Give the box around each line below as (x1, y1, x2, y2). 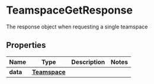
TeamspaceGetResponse (6, 4, 133, 17)
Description (71, 57, 105, 66)
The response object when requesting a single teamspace (6, 23, 148, 30)
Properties (6, 40, 46, 50)
